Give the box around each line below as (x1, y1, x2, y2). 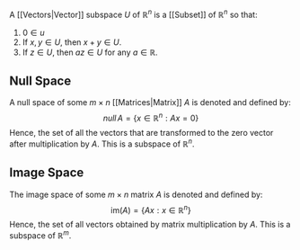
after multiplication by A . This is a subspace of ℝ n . (9, 137, 195, 149)
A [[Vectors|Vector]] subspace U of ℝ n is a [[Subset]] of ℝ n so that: (9, 8, 258, 20)
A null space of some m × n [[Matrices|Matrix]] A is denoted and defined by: (9, 97, 292, 108)
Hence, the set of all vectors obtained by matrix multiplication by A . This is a (9, 219, 291, 230)
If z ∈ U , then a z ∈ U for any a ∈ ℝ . (22, 47, 159, 58)
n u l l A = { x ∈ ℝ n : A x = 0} (102, 112, 199, 124)
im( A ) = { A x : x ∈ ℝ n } (110, 202, 191, 215)
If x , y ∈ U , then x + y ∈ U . (22, 36, 122, 48)
